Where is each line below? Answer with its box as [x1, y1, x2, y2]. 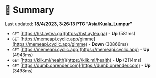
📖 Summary [5, 4, 54, 16]
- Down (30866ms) [88, 41, 128, 47]
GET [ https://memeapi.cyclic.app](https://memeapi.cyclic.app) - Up [12, 46, 150, 52]
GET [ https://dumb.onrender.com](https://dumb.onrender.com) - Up [12, 62, 151, 68]
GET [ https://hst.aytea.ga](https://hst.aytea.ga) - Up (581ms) [12, 30, 136, 36]
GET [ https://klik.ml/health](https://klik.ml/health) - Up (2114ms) [12, 57, 142, 63]
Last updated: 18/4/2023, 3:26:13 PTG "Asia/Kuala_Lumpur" [5, 21, 133, 27]
